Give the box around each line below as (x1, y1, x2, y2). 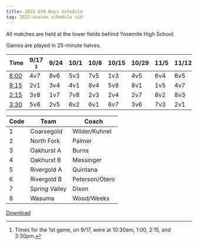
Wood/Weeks (72, 194, 110, 202)
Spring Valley (30, 184, 67, 193)
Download (6, 209, 31, 216)
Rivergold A (30, 165, 62, 174)
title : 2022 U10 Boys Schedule (6, 8, 83, 15)
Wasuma (30, 194, 55, 202)
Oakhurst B (30, 155, 61, 164)
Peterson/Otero (72, 175, 115, 183)
